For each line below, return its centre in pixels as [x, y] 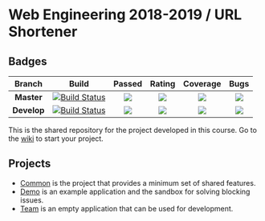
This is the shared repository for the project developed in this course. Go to [132, 130]
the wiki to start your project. [56, 139]
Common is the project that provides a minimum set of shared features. [138, 183]
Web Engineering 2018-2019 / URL [125, 15]
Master [29, 97]
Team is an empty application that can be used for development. [126, 208]
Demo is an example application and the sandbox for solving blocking [135, 191]
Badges [28, 61]
